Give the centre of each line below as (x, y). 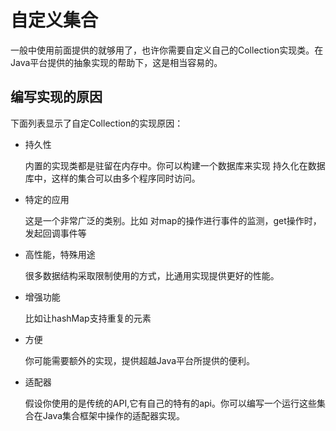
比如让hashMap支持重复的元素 (88, 318)
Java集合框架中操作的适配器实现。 (114, 415)
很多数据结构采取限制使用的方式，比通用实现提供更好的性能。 (152, 275)
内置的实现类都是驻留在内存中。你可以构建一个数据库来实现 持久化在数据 (175, 165)
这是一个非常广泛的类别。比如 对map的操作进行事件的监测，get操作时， (173, 220)
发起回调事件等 (55, 233)
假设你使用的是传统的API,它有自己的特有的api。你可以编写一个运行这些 (171, 403)
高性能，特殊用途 (60, 254)
